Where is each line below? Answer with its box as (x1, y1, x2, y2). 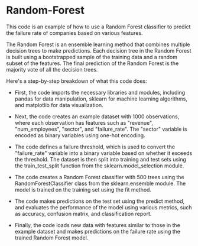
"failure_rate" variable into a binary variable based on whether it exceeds (14, 149, 193, 157)
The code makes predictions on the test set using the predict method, (14, 198, 185, 205)
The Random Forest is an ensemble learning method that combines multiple (6, 41, 190, 48)
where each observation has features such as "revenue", (14, 119, 154, 126)
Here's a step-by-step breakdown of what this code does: (6, 77, 147, 85)
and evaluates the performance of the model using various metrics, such (14, 203, 192, 211)
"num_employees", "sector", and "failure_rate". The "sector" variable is (14, 125, 187, 132)
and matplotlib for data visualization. (14, 101, 103, 108)
